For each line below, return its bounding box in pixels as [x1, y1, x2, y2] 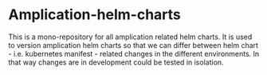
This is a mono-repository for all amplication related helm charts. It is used [8, 32, 253, 41]
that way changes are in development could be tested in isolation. [8, 57, 225, 67]
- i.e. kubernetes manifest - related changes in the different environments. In [8, 49, 260, 58]
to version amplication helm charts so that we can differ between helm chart [8, 40, 259, 49]
